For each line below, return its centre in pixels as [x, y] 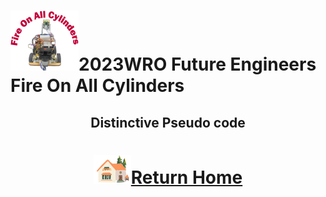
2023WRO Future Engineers [197, 64]
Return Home [186, 177]
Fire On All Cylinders [97, 86]
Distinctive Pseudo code [168, 122]
